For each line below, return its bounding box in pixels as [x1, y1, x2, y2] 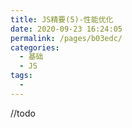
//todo [10, 107, 36, 119]
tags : [10, 71, 33, 81]
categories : [10, 42, 60, 53]
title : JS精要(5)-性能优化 [10, 14, 114, 25]
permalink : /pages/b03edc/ [10, 33, 123, 43]
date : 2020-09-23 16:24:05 [10, 24, 123, 34]
